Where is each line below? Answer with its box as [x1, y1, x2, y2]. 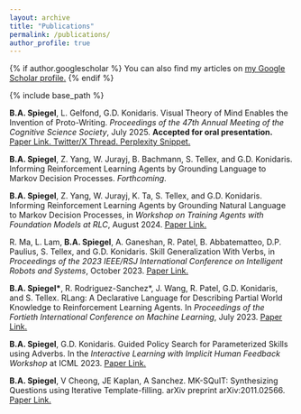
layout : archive [9, 13, 70, 23]
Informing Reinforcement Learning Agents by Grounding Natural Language [9, 200, 287, 211]
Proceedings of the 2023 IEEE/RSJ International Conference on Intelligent [9, 256, 284, 267]
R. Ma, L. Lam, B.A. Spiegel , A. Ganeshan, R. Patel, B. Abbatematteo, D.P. [9, 236, 282, 248]
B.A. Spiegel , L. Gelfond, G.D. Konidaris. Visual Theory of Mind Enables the [9, 107, 288, 118]
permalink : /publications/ [9, 30, 111, 39]
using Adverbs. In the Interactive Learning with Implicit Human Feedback [9, 348, 281, 359]
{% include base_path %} [9, 90, 105, 101]
